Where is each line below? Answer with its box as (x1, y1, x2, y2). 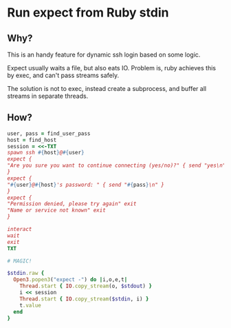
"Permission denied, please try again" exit (7, 201, 137, 207)
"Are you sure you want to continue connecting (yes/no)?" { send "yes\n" (7, 162, 226, 170)
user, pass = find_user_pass (7, 130, 91, 137)
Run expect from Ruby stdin (7, 5, 169, 21)
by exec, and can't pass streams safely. (7, 71, 120, 79)
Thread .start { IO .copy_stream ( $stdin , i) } (19, 295, 149, 303)
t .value (19, 302, 41, 309)
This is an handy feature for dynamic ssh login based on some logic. (7, 50, 201, 59)
